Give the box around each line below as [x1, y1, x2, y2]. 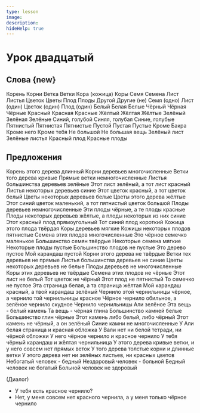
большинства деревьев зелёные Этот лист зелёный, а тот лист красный [6, 181, 190, 188]
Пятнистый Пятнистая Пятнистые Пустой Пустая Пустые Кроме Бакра [6, 122, 187, 129]
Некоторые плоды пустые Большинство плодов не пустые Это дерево [6, 244, 186, 251]
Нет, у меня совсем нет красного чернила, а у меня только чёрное [14, 394, 187, 401]
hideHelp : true [6, 25, 44, 32]
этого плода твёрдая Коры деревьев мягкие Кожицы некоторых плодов [6, 225, 191, 232]
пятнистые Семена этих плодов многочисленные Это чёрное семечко [6, 231, 187, 238]
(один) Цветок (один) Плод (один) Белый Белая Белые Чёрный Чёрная [6, 103, 187, 110]
